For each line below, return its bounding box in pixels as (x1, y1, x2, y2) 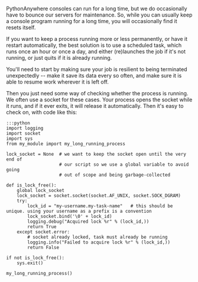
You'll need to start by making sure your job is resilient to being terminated (6, 66, 187, 73)
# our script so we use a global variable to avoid (59, 162, 189, 168)
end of (6, 156, 22, 162)
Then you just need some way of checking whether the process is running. (6, 90, 189, 97)
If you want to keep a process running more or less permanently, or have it (6, 36, 188, 42)
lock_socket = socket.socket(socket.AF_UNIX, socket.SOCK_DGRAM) (17, 193, 181, 198)
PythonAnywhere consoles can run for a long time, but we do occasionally (6, 5, 187, 12)
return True (27, 224, 57, 230)
